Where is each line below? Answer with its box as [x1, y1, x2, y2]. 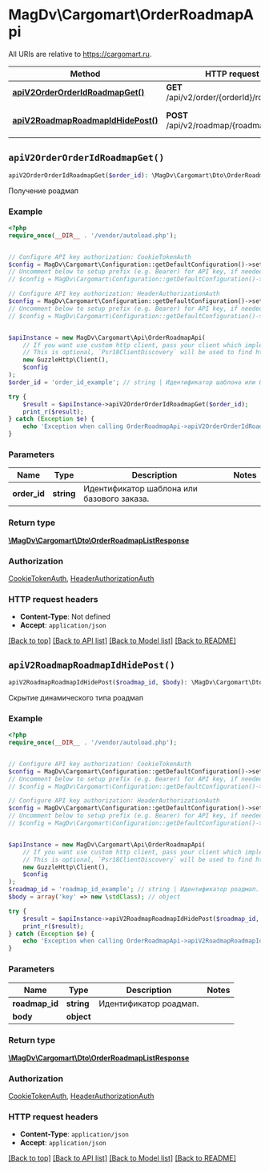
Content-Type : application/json [19, 1129, 130, 1139]
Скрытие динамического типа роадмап [8, 693, 144, 702]
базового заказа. [83, 493, 150, 504]
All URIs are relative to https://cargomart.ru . [8, 49, 152, 59]
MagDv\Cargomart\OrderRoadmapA [8, 6, 255, 24]
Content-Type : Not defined [19, 612, 110, 622]
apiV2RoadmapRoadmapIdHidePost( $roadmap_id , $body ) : [8, 679, 188, 687]
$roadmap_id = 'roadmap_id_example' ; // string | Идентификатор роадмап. [8, 886, 260, 894]
